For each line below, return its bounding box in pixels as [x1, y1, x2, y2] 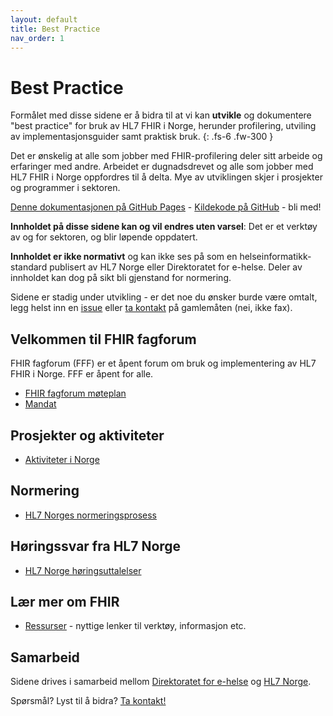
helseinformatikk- [239, 251, 312, 263]
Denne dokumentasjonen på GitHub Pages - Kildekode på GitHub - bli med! [10, 201, 322, 213]
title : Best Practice [10, 24, 101, 34]
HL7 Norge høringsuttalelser [24, 564, 142, 576]
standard [10, 261, 48, 273]
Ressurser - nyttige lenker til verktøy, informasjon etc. [24, 620, 247, 632]
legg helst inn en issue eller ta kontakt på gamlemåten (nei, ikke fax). [10, 302, 293, 314]
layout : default [10, 14, 78, 25]
